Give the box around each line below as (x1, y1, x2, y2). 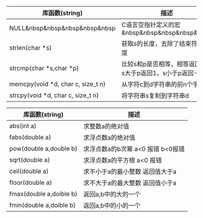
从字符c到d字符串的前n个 (121, 80, 193, 88)
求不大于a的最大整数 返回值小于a (83, 179, 177, 187)
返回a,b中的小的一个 (83, 202, 141, 210)
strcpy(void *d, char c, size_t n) (9, 91, 99, 99)
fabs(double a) (9, 133, 51, 141)
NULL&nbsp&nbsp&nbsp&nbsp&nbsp (9, 24, 116, 32)
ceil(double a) (9, 167, 49, 175)
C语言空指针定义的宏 (121, 21, 181, 29)
